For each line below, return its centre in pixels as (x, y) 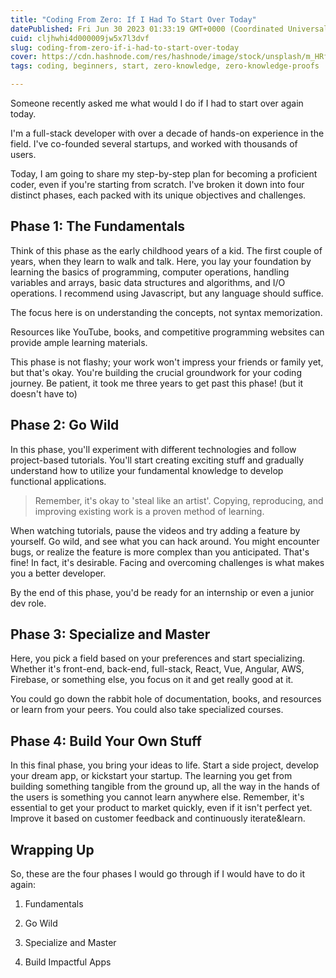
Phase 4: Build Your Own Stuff (106, 741)
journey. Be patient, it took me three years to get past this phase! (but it (157, 383)
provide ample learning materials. (79, 342)
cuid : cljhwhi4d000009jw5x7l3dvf (80, 38)
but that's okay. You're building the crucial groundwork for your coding (156, 372)
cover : (24, 57)
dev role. (28, 603)
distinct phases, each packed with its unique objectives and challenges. (158, 195)
